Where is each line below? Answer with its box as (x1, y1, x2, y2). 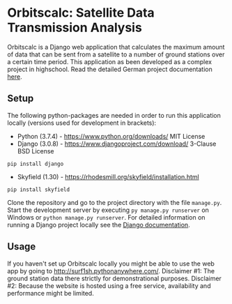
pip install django (7, 160, 64, 167)
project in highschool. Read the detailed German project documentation (7, 65, 212, 73)
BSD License (17, 146, 54, 155)
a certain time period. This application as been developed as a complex (7, 57, 212, 66)
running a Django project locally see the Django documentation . (7, 220, 190, 229)
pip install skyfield (7, 186, 70, 193)
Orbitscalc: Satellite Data (7, 5, 155, 21)
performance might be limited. (7, 289, 94, 297)
